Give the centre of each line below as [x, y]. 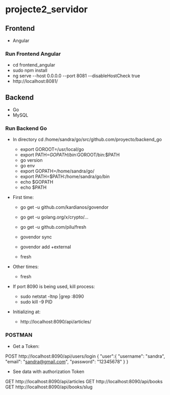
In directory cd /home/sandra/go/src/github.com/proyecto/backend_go [87, 140]
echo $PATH [33, 187]
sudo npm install [30, 71]
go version [31, 160]
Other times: [26, 267]
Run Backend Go [26, 128]
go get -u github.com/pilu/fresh [53, 227]
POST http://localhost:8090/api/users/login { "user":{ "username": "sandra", [85, 356]
